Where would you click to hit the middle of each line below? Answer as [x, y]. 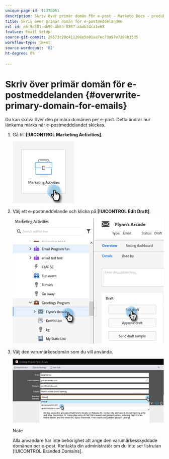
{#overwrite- [113, 95]
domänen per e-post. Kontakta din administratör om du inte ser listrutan [87, 446]
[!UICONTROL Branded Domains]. [48, 451]
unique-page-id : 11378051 [32, 11]
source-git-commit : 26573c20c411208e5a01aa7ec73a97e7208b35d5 [72, 37]
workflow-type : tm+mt [28, 43]
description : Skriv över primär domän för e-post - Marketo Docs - [77, 16]
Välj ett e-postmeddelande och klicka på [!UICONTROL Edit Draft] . [81, 212]
